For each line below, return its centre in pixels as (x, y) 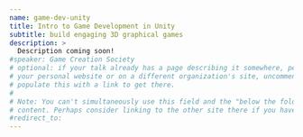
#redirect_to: (36, 118)
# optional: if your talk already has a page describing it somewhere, (147, 68)
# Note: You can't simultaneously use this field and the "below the (143, 101)
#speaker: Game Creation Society (72, 59)
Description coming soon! (66, 51)
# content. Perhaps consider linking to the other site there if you (143, 110)
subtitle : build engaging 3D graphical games (96, 34)
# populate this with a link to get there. (92, 85)
